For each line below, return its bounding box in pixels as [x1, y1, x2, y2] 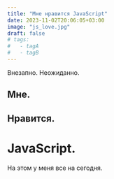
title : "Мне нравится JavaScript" [7, 10, 108, 17]
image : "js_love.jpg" [7, 23, 71, 30]
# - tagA [7, 43, 39, 50]
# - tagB [7, 50, 39, 57]
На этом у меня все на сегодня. [7, 164, 103, 172]
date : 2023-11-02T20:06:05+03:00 [7, 17, 105, 24]
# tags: [7, 36, 30, 43]
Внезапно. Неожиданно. [7, 68, 80, 77]
